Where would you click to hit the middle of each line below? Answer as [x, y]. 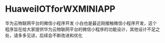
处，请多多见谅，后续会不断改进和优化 [44, 35]
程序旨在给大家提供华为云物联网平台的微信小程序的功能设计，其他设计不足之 [82, 29]
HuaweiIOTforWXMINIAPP [60, 9]
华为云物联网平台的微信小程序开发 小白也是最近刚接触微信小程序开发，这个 [81, 23]
